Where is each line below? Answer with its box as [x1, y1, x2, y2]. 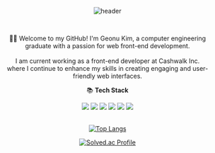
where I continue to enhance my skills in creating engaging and [6, 64, 192, 72]
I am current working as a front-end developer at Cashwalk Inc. [15, 57, 200, 65]
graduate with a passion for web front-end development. [25, 42, 190, 50]
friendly [72, 72, 96, 80]
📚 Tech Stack [86, 86, 129, 94]
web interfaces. [97, 72, 143, 80]
